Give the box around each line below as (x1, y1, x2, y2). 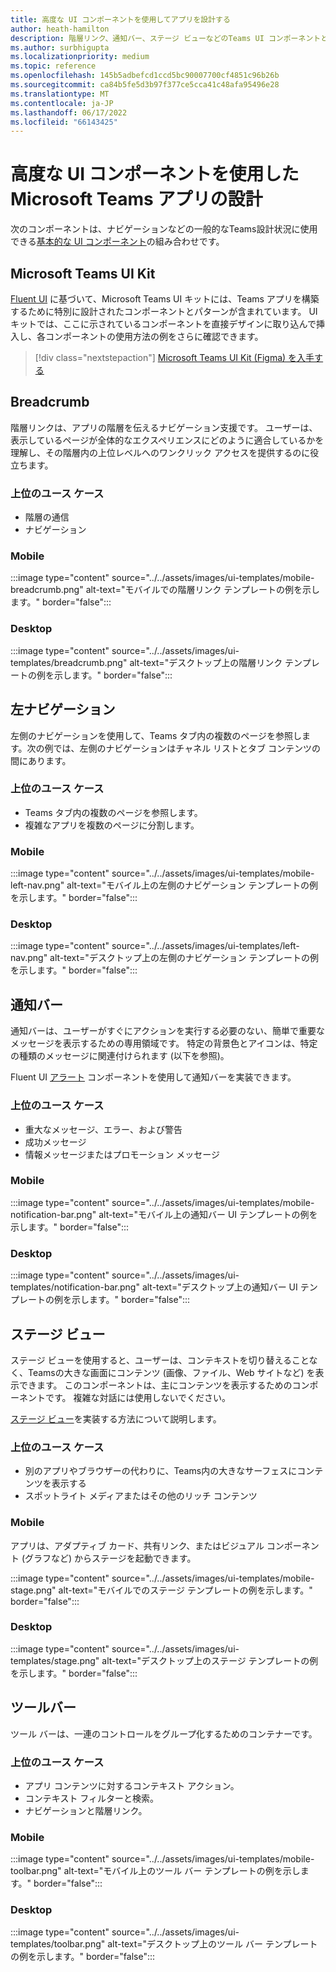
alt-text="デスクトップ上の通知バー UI (141, 1281, 298, 1293)
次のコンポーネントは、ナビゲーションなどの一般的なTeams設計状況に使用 (10, 223, 318, 235)
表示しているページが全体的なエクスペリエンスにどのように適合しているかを (10, 434, 325, 446)
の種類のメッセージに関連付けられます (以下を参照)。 (10, 1050, 230, 1062)
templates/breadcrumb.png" (10, 656, 128, 668)
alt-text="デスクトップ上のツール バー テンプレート (107, 1937, 318, 1950)
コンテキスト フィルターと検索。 (24, 1792, 160, 1804)
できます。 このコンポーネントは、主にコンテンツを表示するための (18, 1379, 293, 1391)
